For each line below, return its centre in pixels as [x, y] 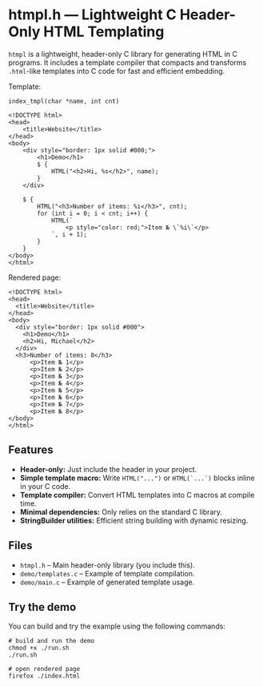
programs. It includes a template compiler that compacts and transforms [128, 63]
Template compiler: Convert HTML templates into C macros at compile [137, 495]
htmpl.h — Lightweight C [93, 15]
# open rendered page [44, 669]
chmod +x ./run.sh [39, 648]
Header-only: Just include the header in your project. [108, 469]
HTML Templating [104, 32]
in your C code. [45, 486]
